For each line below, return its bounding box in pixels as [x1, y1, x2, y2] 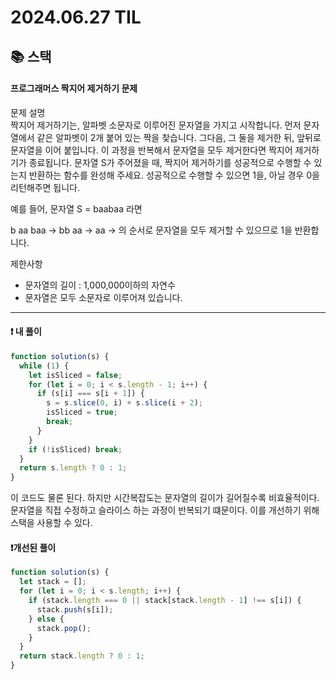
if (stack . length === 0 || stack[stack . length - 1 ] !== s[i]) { [28, 596, 302, 606]
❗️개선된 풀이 [10, 541, 57, 553]
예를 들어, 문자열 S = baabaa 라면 [10, 202, 143, 215]
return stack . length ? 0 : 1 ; [19, 651, 145, 661]
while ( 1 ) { [19, 361, 70, 371]
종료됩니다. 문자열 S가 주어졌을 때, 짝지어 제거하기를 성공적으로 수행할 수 [28, 156, 312, 168]
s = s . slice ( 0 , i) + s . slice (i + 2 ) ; [46, 398, 204, 408]
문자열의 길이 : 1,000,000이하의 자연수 [24, 279, 176, 291]
